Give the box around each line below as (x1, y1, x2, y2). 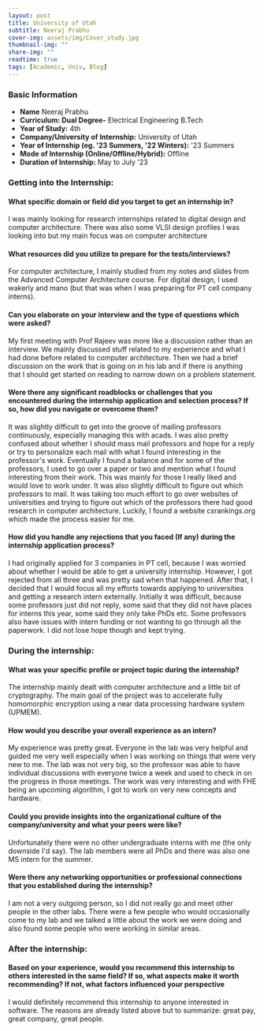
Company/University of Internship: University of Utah (19, 132, 197, 142)
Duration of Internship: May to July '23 (19, 157, 148, 167)
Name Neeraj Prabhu (19, 107, 89, 117)
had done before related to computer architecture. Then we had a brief (8, 352, 239, 362)
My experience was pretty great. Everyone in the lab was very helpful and (8, 743, 248, 753)
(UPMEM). (8, 708, 42, 717)
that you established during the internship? (8, 881, 154, 890)
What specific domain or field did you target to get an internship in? (8, 197, 234, 206)
